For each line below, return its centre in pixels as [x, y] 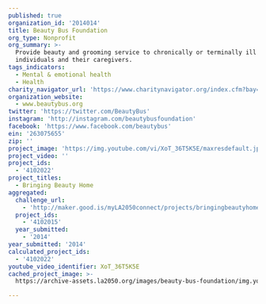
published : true [35, 15]
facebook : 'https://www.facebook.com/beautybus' [90, 126]
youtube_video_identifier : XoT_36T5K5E [74, 267]
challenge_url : [40, 200]
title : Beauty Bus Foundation [58, 30]
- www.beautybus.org [49, 104]
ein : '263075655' [37, 133]
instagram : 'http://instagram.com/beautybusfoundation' [102, 119]
